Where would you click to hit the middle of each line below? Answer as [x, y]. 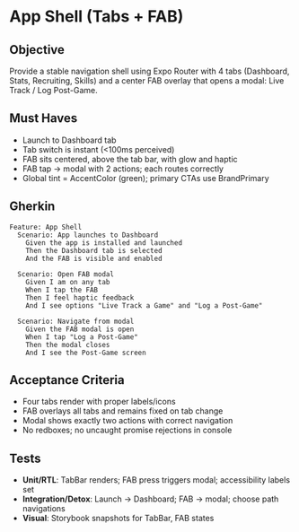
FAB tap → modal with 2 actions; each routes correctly [123, 169]
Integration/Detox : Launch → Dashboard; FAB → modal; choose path [150, 499]
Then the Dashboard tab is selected [94, 250]
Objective [37, 50]
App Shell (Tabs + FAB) [97, 17]
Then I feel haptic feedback [80, 298]
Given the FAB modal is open [80, 329]
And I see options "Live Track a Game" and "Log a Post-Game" [144, 305]
